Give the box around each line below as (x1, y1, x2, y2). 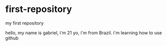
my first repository (5, 20, 44, 26)
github (5, 35, 19, 41)
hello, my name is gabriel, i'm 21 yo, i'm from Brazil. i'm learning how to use (5, 29, 162, 35)
